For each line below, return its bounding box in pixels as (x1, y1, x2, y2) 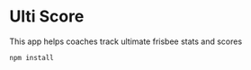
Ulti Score (9, 6, 85, 27)
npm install (9, 53, 54, 62)
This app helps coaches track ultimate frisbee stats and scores (9, 36, 243, 47)
